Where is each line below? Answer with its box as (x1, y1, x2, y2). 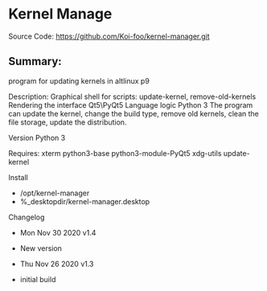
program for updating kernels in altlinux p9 (8, 76, 150, 85)
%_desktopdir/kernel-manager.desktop (19, 196, 150, 206)
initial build (19, 274, 56, 284)
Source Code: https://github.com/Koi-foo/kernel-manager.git (8, 31, 211, 41)
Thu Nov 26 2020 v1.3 (19, 259, 94, 268)
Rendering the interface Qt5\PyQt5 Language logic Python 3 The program (8, 100, 253, 109)
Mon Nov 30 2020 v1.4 (19, 227, 97, 237)
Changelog (8, 212, 45, 222)
